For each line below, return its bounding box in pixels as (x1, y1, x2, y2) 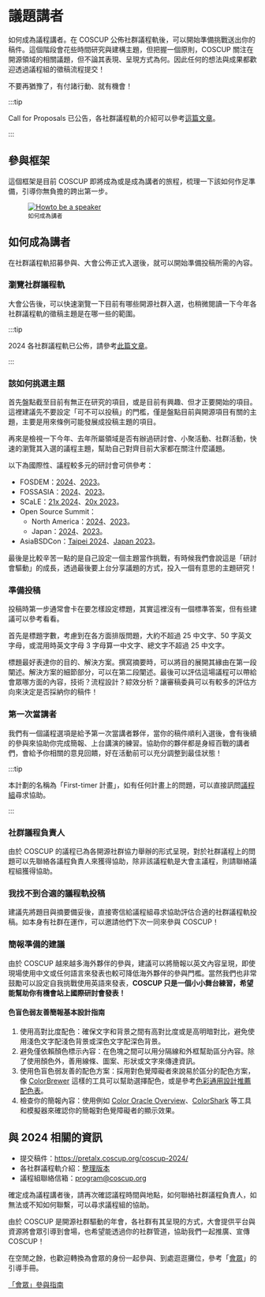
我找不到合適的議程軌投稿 (8, 888, 106, 899)
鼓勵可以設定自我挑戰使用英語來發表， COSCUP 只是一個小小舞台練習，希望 (8, 978, 254, 987)
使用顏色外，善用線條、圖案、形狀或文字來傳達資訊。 (26, 1056, 200, 1066)
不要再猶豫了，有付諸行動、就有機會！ (8, 81, 132, 91)
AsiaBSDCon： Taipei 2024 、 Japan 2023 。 (19, 536, 160, 546)
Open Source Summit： (19, 507, 96, 517)
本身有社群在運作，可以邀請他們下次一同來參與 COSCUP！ (28, 917, 219, 927)
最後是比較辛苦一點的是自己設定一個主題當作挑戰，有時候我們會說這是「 (8, 554, 243, 563)
